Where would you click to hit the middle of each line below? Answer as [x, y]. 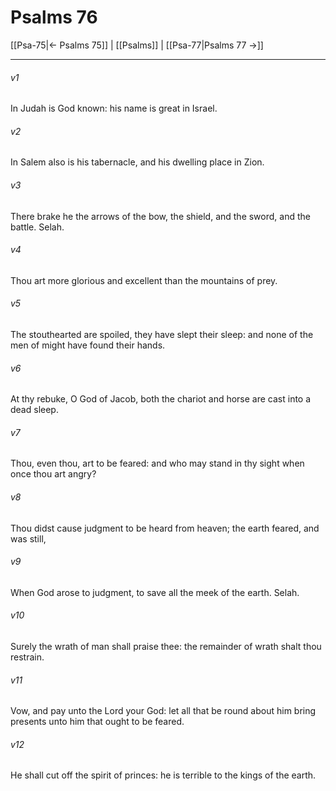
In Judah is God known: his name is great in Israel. [114, 108]
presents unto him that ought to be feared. [97, 722]
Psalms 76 [54, 17]
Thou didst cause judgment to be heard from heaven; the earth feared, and [165, 528]
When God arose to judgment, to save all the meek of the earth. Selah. [155, 592]
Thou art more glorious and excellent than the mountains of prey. [144, 280]
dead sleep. [34, 410]
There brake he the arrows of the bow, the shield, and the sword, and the [160, 216]
